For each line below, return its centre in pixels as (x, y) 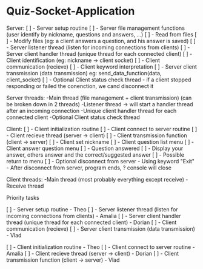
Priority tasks (23, 197)
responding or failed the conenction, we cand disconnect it (80, 86)
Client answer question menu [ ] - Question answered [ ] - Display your (95, 148)
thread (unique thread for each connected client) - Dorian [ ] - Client (92, 222)
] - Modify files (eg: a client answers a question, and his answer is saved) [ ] (101, 41)
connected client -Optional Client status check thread (73, 117)
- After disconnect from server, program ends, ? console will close (89, 168)
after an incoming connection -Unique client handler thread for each (92, 111)
